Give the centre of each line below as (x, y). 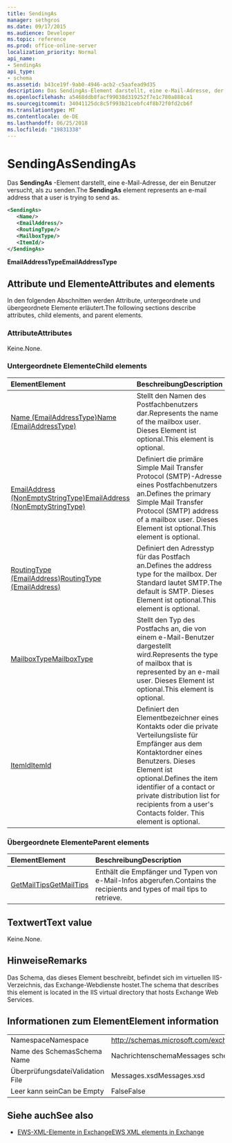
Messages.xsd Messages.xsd (158, 1075)
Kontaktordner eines (170, 752)
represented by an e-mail (178, 672)
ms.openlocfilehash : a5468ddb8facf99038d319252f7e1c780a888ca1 (100, 98)
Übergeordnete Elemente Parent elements (78, 842)
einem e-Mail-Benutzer (176, 637)
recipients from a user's (175, 804)
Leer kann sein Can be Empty (57, 1091)
